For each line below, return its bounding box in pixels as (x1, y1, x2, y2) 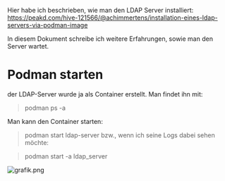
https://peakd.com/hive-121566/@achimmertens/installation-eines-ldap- (7, 13, 218, 22)
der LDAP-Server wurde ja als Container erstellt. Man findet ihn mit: (7, 89, 203, 98)
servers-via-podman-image (7, 21, 88, 29)
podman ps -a (24, 104, 66, 112)
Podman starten (7, 67, 104, 83)
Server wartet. (7, 42, 49, 50)
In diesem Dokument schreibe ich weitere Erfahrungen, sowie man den (7, 35, 214, 43)
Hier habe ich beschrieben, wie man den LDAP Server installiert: (7, 6, 194, 14)
